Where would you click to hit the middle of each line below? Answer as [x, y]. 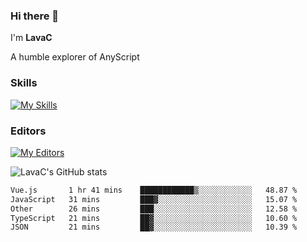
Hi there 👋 [35, 16]
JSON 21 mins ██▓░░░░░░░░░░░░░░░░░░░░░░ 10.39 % [154, 227]
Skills [24, 83]
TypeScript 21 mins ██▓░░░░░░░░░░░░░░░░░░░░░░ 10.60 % [154, 218]
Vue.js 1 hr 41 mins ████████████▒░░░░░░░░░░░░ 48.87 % [154, 190]
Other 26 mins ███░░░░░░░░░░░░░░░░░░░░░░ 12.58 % [154, 209]
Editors [28, 131]
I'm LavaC [31, 38]
